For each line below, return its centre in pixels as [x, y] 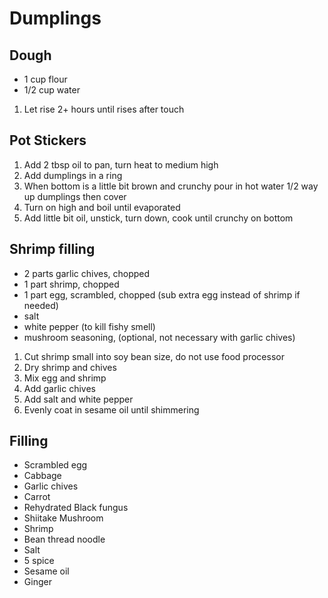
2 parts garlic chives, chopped [87, 273]
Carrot [37, 497]
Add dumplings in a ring [73, 175]
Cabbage [42, 476]
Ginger [37, 582]
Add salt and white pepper [78, 399]
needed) [41, 305]
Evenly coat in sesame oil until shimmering [111, 409]
